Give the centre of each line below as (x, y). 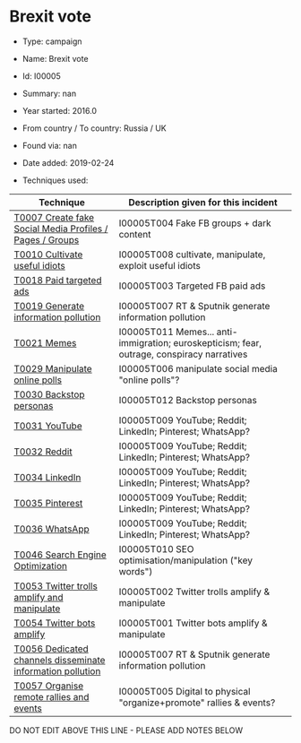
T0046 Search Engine (60, 555)
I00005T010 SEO (156, 549)
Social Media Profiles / (61, 229)
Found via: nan (50, 145)
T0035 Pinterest (48, 503)
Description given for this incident (203, 202)
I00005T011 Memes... (167, 332)
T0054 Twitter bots (55, 623)
